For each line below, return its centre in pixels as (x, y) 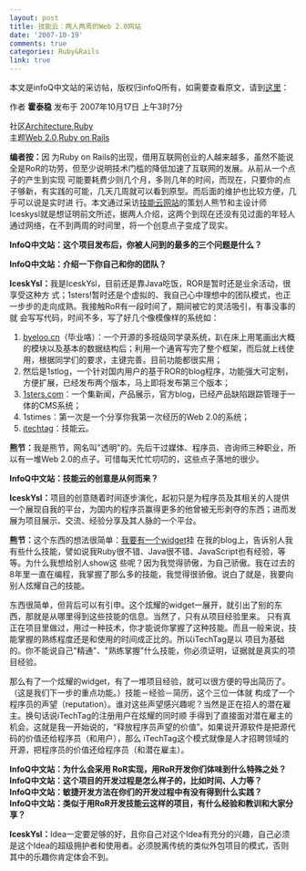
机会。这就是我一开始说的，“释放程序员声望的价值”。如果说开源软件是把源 (149, 727)
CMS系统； (60, 405)
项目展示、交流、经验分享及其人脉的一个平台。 (113, 520)
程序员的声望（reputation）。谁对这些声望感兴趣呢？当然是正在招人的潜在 (147, 704)
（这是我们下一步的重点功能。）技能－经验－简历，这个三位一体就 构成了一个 (152, 693)
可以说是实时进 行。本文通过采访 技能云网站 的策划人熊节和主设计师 (142, 202)
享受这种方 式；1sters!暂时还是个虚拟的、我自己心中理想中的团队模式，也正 (150, 295)
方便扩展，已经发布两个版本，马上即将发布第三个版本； (126, 383)
